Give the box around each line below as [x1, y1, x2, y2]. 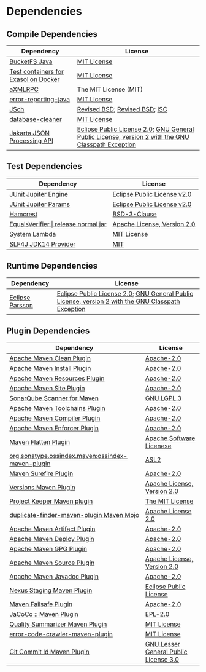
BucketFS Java [9, 57, 53, 66]
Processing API [9, 136, 53, 145]
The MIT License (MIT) [77, 85, 143, 93]
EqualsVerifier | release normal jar [9, 219, 107, 228]
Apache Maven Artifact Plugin [9, 524, 96, 533]
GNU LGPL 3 [145, 394, 182, 403]
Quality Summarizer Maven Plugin [9, 620, 107, 628]
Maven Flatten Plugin [9, 438, 71, 446]
